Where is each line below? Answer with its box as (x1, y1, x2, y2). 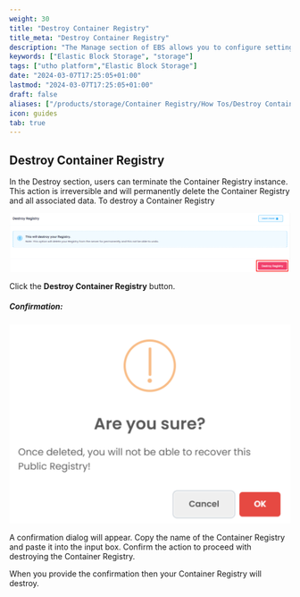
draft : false (9, 90, 58, 98)
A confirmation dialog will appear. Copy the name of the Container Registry (9, 532, 286, 542)
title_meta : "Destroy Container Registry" (9, 33, 170, 42)
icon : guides (9, 108, 58, 118)
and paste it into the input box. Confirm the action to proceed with (9, 542, 252, 552)
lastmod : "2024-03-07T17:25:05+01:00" (9, 81, 154, 90)
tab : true (9, 118, 46, 127)
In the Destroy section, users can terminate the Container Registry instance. (9, 176, 288, 187)
